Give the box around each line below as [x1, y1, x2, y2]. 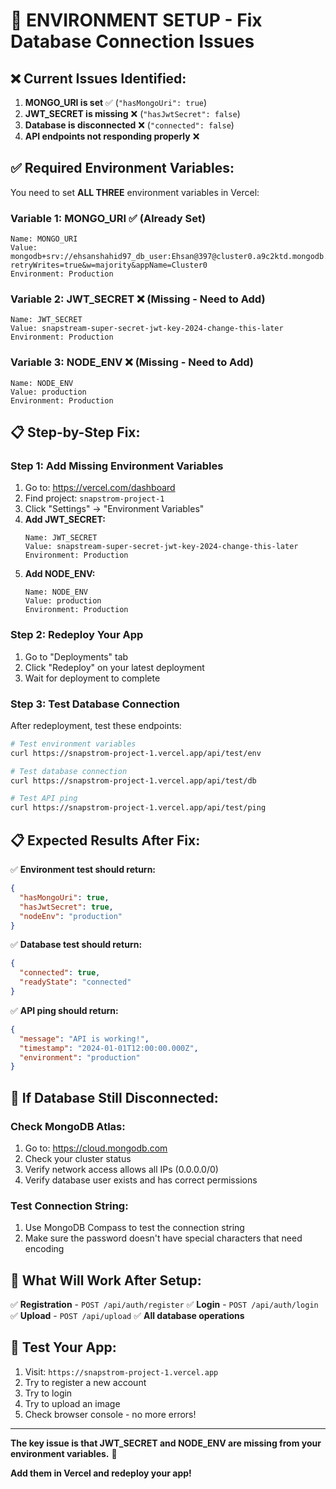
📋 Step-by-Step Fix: [10, 424, 141, 441]
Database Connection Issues [10, 30, 255, 53]
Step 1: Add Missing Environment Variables [10, 459, 224, 473]
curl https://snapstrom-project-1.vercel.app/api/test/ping [10, 803, 267, 813]
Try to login [24, 1387, 73, 1399]
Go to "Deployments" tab [24, 650, 129, 663]
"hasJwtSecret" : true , [19, 902, 114, 912]
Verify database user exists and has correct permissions [24, 1174, 258, 1186]
